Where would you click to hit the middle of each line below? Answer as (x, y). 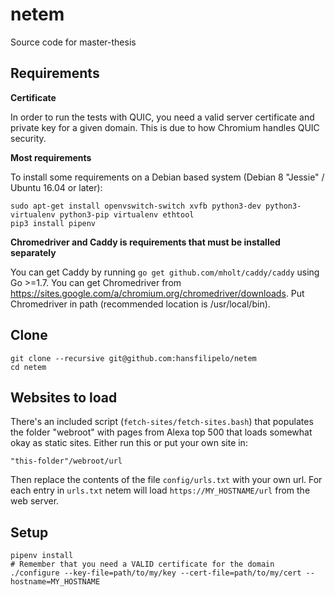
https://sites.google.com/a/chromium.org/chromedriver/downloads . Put (157, 293)
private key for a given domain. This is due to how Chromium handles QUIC (165, 127)
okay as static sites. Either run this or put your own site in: (129, 443)
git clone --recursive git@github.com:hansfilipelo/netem (133, 358)
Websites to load (64, 397)
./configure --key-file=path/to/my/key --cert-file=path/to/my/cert (156, 573)
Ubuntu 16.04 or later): (56, 187)
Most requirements (51, 157)
